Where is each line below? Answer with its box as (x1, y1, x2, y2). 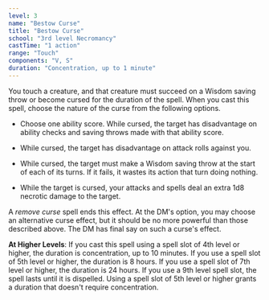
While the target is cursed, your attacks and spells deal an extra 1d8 (19, 183, 245, 192)
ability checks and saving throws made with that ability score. (19, 127, 225, 137)
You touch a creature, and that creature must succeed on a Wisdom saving (8, 86, 256, 96)
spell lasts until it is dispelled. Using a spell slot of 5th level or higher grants (8, 273, 257, 283)
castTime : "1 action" (8, 42, 81, 50)
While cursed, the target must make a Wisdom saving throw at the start (19, 158, 255, 168)
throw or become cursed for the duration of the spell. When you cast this (8, 94, 250, 105)
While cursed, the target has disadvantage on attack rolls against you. (19, 142, 251, 153)
